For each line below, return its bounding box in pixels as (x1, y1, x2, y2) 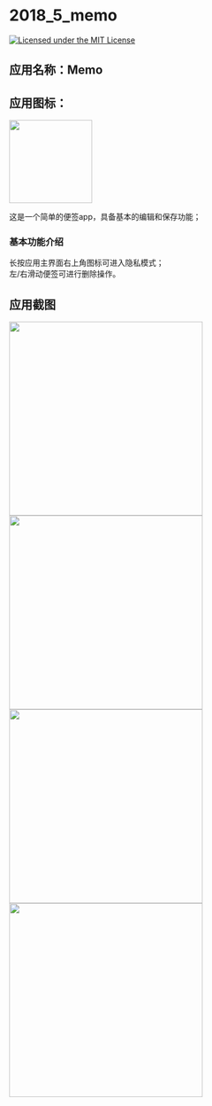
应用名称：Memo (9, 63, 103, 78)
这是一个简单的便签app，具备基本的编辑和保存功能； (9, 212, 201, 222)
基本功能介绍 (9, 236, 64, 248)
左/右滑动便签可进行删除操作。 (9, 269, 121, 279)
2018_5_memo (9, 5, 117, 26)
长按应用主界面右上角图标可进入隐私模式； (9, 258, 164, 269)
